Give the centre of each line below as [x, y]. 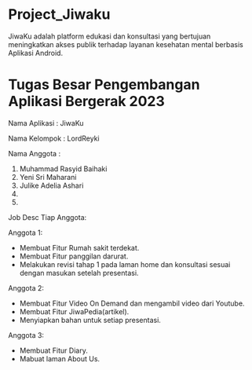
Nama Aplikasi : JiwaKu [46, 123]
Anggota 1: [26, 233]
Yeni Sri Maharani [48, 177]
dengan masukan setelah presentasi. [79, 273]
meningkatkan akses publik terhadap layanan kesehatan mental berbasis [126, 44]
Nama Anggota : [35, 153]
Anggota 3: [26, 335]
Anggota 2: [26, 288]
